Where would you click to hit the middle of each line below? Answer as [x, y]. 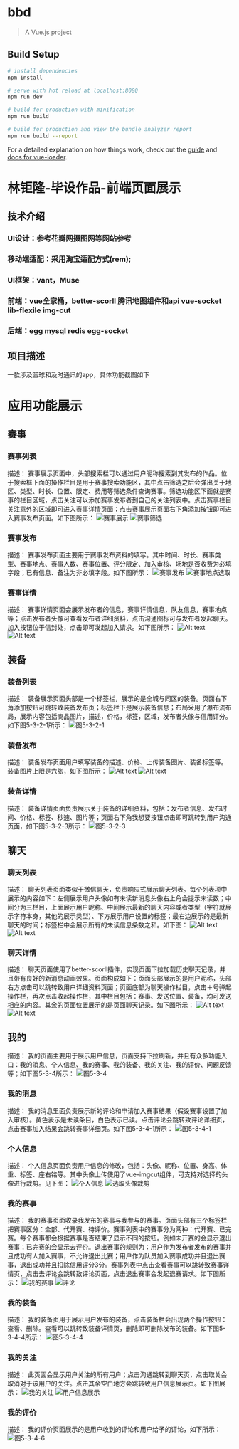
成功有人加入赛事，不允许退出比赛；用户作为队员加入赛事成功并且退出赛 [119, 1256]
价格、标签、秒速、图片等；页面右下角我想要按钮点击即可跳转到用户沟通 [126, 817]
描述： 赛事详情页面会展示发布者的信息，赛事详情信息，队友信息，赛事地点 [117, 610]
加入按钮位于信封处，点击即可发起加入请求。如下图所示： [91, 628]
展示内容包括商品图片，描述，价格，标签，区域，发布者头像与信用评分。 [126, 716]
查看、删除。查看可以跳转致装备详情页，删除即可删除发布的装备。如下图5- [117, 1329]
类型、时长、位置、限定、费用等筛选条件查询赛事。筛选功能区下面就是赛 [126, 491]
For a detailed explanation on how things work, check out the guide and [112, 149]
